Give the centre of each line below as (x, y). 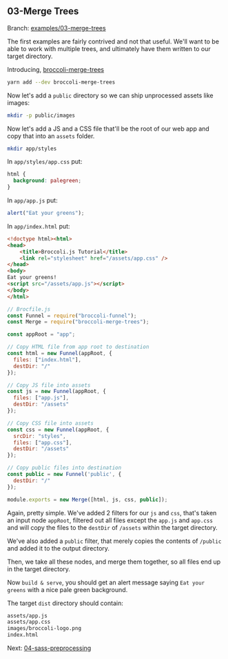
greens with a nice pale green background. (68, 589)
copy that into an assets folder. (51, 136)
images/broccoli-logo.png (44, 629)
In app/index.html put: (39, 226)
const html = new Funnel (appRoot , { (60, 354)
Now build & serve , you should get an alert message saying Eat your (106, 582)
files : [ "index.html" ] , (47, 360)
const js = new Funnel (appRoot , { (57, 392)
